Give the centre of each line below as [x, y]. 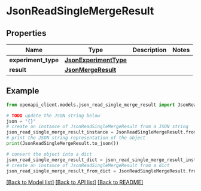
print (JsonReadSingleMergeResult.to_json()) [63, 144]
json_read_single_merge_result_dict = [54, 160]
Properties [26, 33]
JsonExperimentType [96, 60]
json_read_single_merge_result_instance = [60, 132]
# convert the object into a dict [49, 154]
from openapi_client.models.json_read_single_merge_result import [91, 105]
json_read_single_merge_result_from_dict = [61, 171]
